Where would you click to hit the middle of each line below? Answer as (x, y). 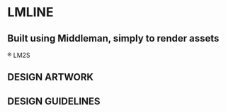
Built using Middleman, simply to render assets (113, 38)
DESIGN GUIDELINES (54, 101)
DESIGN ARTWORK (51, 77)
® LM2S (19, 55)
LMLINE (30, 12)
